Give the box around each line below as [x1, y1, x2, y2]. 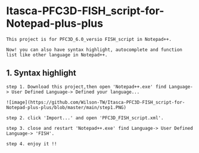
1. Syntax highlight [6, 68, 76, 78]
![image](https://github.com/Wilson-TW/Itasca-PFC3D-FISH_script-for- [6, 99, 185, 105]
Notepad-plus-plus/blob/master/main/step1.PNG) [6, 104, 127, 110]
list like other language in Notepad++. [6, 52, 108, 58]
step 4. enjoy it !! [6, 141, 58, 146]
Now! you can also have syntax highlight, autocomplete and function [6, 46, 183, 53]
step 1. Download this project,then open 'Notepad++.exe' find [6, 84, 167, 90]
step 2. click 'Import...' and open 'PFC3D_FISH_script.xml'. [6, 114, 164, 121]
